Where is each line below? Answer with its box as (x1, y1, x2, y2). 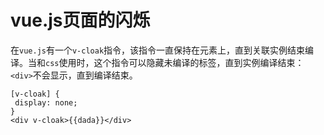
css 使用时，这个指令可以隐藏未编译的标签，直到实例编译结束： (45, 56, 305, 68)
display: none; (14, 97, 78, 108)
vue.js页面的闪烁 (10, 9, 151, 32)
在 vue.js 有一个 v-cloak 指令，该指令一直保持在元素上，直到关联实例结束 (10, 44, 306, 56)
